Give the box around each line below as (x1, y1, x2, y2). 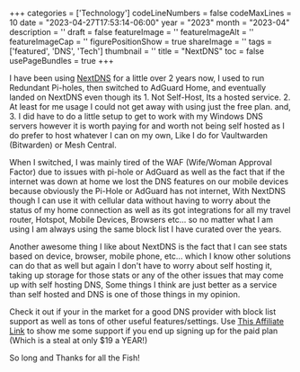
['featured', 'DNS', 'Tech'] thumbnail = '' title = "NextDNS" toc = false (9, 46, 265, 57)
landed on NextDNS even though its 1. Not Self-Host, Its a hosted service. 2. (9, 92, 291, 102)
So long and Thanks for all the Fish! (9, 352, 141, 363)
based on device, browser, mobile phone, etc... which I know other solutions (9, 251, 292, 261)
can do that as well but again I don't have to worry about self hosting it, (9, 261, 272, 270)
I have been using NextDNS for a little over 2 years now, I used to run (9, 73, 265, 84)
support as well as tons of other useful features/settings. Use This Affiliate (9, 316, 285, 326)
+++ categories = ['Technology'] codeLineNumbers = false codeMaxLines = (9, 8, 292, 18)
